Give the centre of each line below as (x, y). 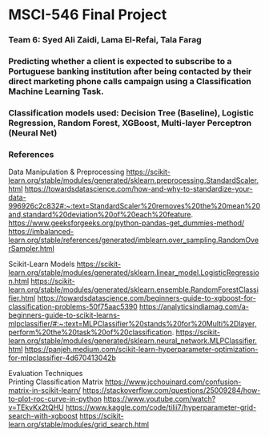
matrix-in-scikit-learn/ (45, 390)
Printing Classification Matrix (56, 382)
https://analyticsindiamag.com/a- (194, 307)
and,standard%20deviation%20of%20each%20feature (100, 215)
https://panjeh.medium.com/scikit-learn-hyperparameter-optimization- (141, 350)
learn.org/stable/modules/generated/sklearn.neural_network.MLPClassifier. (133, 341)
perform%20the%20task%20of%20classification (90, 332)
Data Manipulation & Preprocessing (66, 172)
